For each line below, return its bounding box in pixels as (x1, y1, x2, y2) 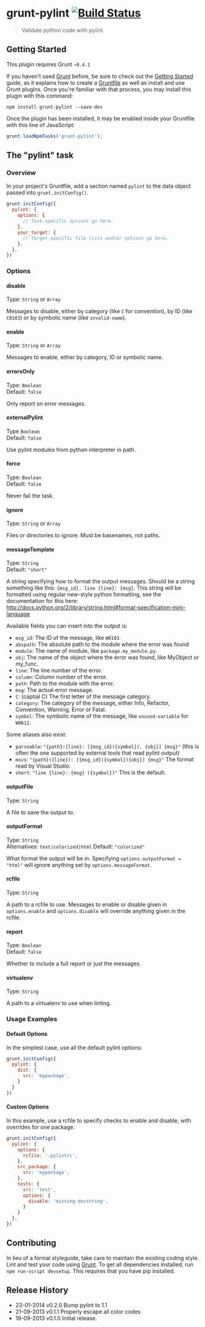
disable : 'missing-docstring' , (28, 1198, 109, 1204)
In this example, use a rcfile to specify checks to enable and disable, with (6, 1116, 191, 1124)
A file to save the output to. (6, 808, 75, 816)
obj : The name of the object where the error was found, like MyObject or (15, 654, 199, 661)
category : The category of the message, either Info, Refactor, (15, 699, 170, 707)
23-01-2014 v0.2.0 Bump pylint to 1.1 (15, 1301, 107, 1309)
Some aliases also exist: (6, 731, 67, 738)
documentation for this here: (6, 597, 79, 605)
